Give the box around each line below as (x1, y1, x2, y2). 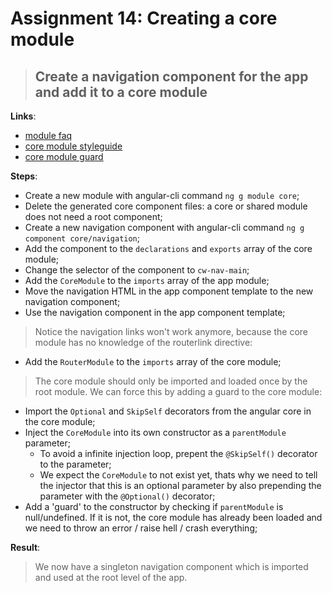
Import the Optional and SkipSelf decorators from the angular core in (24, 405, 312, 417)
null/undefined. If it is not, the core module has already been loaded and (24, 512, 323, 523)
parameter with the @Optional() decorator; (39, 490, 216, 502)
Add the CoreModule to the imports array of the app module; (24, 275, 270, 286)
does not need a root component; (24, 211, 163, 222)
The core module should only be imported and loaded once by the (34, 375, 308, 387)
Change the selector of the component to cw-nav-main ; (24, 264, 250, 276)
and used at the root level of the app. (34, 572, 188, 583)
